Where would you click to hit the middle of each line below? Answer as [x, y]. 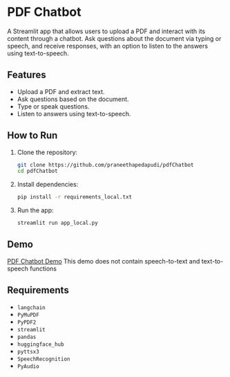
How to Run [32, 136]
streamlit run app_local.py [57, 223]
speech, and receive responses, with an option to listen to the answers [108, 46]
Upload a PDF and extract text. [61, 91]
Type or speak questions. [53, 106]
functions [44, 268]
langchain [31, 307]
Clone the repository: [47, 152]
